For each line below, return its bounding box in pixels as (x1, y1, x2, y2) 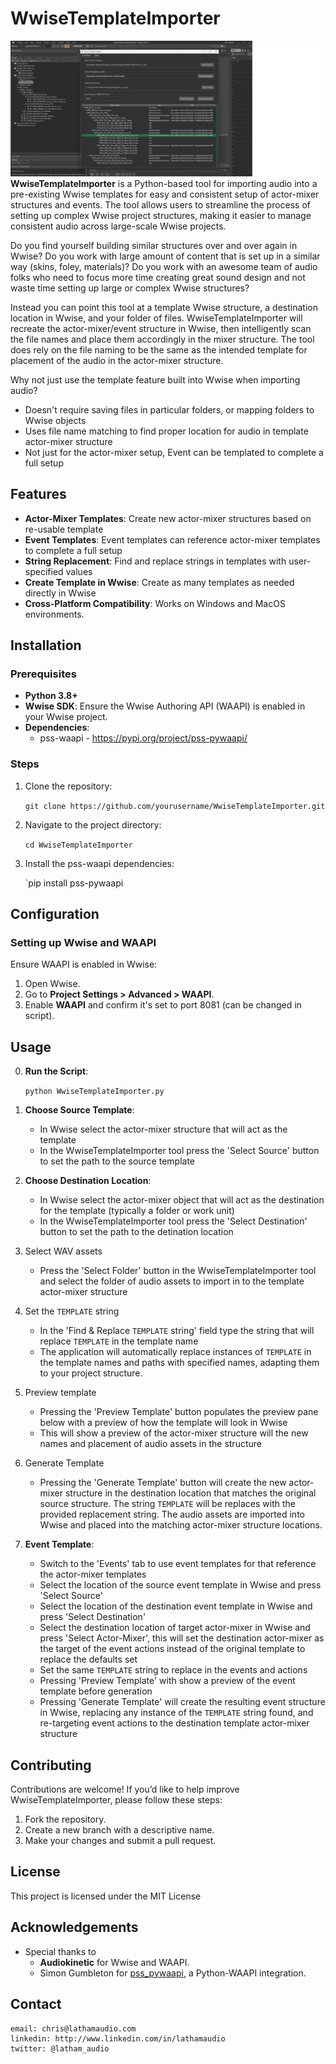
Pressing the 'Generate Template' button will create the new (39, 1477, 287, 1489)
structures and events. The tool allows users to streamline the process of (10, 198, 312, 211)
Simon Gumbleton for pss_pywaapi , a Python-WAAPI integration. (39, 1967, 307, 1979)
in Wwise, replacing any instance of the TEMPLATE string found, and (39, 1707, 314, 1719)
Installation (10, 637, 82, 654)
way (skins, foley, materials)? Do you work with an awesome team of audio (10, 260, 318, 272)
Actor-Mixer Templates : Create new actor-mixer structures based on (24, 512, 312, 524)
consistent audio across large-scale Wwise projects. (10, 220, 227, 232)
